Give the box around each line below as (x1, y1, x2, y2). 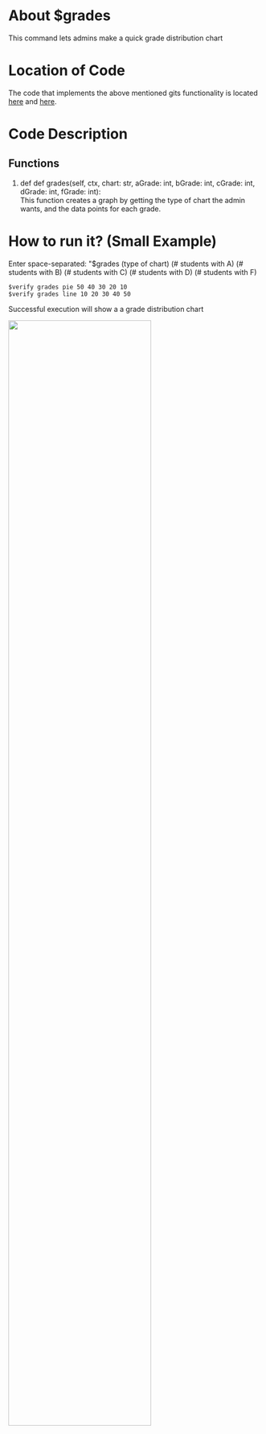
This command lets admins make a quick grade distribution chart (8, 33, 223, 43)
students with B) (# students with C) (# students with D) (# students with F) (8, 267, 257, 276)
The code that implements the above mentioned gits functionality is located (8, 88, 259, 98)
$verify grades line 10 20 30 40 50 (8, 289, 131, 298)
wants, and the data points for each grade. (19, 204, 162, 214)
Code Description (8, 125, 129, 143)
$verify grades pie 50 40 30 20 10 (8, 283, 128, 291)
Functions (8, 156, 60, 171)
